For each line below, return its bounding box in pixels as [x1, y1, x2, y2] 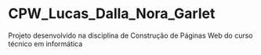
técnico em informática [8, 38, 83, 48]
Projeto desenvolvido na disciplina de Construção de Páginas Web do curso [8, 31, 253, 40]
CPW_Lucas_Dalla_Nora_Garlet [8, 5, 216, 23]
